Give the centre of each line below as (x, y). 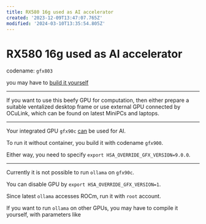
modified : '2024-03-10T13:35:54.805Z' (56, 23)
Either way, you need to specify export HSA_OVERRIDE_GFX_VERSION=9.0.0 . (98, 155)
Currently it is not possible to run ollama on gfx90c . (71, 172)
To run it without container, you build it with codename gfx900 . (85, 143)
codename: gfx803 (30, 71)
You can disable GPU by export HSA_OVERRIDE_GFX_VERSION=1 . (84, 184)
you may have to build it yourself (48, 83)
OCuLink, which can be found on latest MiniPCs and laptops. (83, 114)
